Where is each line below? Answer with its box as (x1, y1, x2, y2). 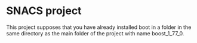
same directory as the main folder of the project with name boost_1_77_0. (6, 29, 184, 37)
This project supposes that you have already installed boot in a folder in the (6, 24, 192, 31)
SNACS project (6, 4, 82, 18)
